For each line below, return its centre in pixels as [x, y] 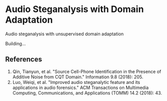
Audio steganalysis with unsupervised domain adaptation [65, 34]
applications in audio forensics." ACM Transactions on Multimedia [80, 87]
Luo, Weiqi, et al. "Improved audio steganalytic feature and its [76, 82]
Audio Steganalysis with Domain [75, 9]
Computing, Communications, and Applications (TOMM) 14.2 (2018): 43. [87, 93]
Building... [16, 43]
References [24, 60]
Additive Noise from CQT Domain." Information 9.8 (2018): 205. [78, 77]
